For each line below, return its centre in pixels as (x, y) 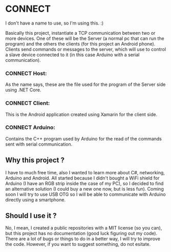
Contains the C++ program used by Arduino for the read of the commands (84, 139)
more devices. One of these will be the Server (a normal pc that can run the (85, 38)
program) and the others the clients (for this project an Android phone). (80, 43)
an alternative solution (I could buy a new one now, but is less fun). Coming (84, 189)
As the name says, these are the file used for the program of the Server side (85, 84)
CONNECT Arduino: (30, 127)
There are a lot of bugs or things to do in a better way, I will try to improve (83, 239)
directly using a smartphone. (35, 199)
